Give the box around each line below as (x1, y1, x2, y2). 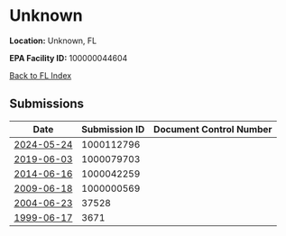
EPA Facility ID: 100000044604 (9, 52, 128, 63)
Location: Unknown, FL (9, 35, 97, 46)
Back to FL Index (9, 69, 72, 81)
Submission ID (80, 123, 145, 135)
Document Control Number (152, 123, 272, 135)
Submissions (9, 96, 84, 112)
